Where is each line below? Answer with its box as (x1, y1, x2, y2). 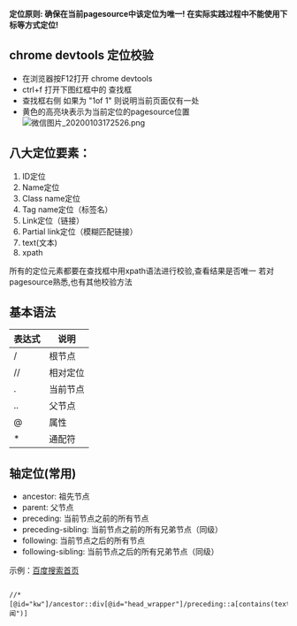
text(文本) (21, 237, 57, 248)
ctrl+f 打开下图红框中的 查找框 (21, 84, 133, 95)
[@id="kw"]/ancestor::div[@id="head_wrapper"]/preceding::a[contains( (9, 600, 275, 609)
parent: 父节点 (21, 502, 74, 513)
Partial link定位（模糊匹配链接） (21, 225, 138, 237)
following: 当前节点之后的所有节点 (21, 535, 146, 546)
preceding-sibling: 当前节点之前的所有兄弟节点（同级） (21, 524, 223, 535)
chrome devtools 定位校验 (9, 48, 154, 63)
